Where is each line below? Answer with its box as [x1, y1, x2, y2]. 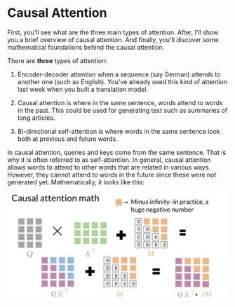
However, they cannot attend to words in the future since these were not [7, 170, 217, 179]
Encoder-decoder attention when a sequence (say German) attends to [17, 70, 221, 79]
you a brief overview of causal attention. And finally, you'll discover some [7, 35, 219, 43]
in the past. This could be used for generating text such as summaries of [17, 106, 228, 114]
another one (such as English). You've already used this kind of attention [17, 77, 228, 86]
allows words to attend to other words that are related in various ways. [7, 163, 210, 171]
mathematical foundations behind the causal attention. [7, 43, 165, 51]
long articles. [17, 114, 55, 122]
